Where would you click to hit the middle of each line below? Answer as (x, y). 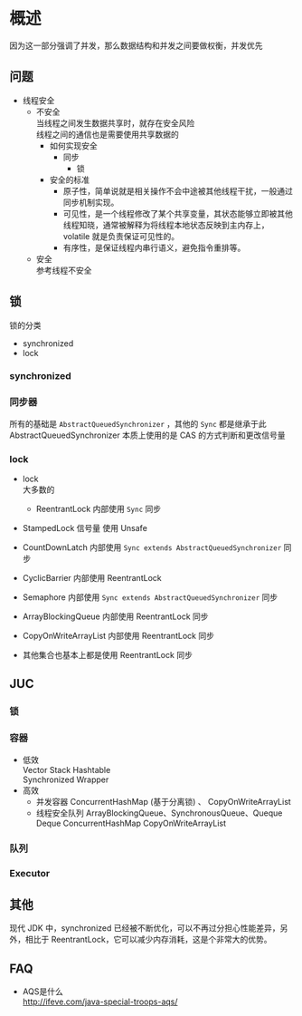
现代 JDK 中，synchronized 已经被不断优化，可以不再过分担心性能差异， (145, 928)
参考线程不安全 (64, 270)
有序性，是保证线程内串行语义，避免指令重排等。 (154, 247)
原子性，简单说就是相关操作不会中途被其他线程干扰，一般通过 (178, 190)
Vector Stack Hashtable (66, 769)
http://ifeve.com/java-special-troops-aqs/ (100, 1001)
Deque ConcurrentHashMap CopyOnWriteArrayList (131, 823)
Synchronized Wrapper (66, 779)
